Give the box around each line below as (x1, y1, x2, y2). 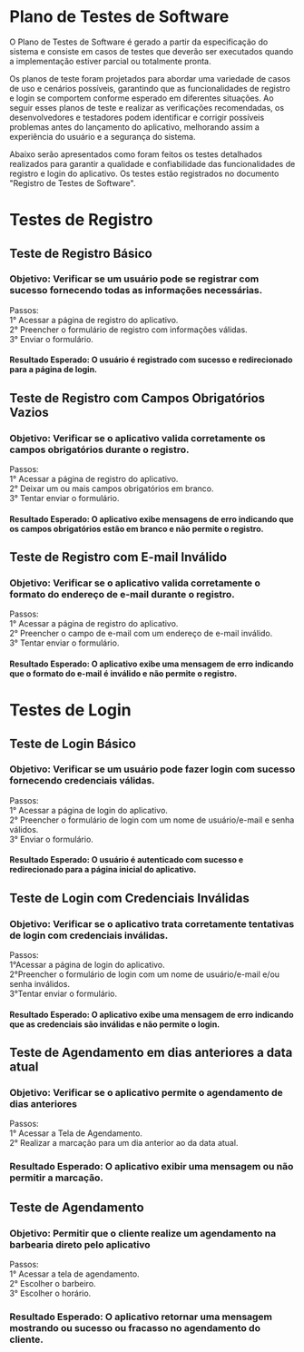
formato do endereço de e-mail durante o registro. (9, 588, 236, 600)
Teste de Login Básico (9, 735, 136, 751)
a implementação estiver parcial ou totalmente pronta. (9, 55, 211, 66)
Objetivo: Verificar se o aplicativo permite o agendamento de (9, 1087, 283, 1100)
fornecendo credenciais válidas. (9, 775, 156, 787)
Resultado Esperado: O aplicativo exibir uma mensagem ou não (9, 1160, 294, 1173)
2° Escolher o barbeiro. (9, 1278, 97, 1289)
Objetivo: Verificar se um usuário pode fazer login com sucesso (9, 763, 296, 775)
